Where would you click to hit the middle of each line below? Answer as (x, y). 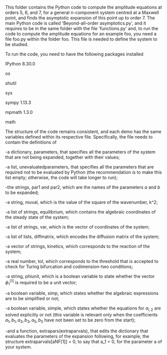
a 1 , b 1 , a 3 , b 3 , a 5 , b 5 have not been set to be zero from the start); (70, 321)
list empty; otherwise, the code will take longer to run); (61, 177)
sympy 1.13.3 (18, 102)
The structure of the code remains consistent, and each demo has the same (83, 131)
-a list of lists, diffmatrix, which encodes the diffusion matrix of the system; (82, 236)
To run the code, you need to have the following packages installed (74, 54)
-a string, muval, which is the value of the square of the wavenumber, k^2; (81, 202)
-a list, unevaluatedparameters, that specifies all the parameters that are (79, 167)
